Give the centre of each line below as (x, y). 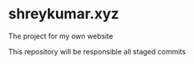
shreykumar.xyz (64, 14)
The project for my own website (61, 36)
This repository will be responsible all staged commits (97, 51)
